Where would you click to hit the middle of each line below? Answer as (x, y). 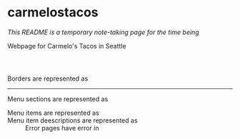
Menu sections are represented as (58, 99)
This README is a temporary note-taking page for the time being (103, 32)
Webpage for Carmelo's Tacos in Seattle (67, 46)
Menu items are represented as (54, 113)
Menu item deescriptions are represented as (72, 120)
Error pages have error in (62, 128)
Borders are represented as (48, 78)
